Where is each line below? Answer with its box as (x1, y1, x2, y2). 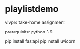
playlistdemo (5, 3, 59, 15)
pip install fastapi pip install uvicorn (5, 38, 76, 44)
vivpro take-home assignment (5, 19, 65, 25)
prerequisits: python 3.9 (5, 29, 53, 34)
